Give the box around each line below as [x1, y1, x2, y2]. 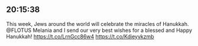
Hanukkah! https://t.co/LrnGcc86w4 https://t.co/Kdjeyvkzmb [6, 32, 155, 40]
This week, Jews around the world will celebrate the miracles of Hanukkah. [6, 20, 189, 27]
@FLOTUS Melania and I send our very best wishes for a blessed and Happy [6, 27, 193, 34]
